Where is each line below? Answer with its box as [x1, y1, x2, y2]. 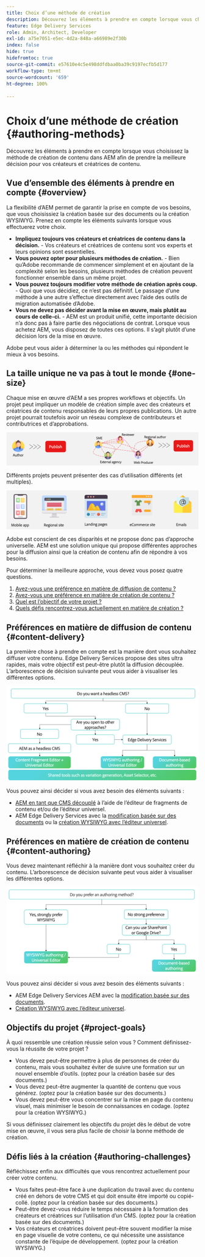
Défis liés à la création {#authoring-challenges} [6, 1151, 191, 1162]
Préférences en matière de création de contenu [6, 836, 189, 847]
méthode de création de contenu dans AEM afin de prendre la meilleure [6, 154, 186, 161]
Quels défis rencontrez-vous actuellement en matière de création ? [15, 604, 184, 612]
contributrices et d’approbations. [6, 420, 88, 427]
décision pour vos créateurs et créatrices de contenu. [6, 161, 142, 168]
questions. [6, 573, 33, 581]
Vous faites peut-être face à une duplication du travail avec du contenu [15, 1186, 194, 1193]
